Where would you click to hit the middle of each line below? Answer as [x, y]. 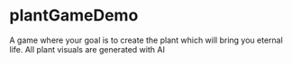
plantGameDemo [74, 16]
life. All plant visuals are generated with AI [87, 49]
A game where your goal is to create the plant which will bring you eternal [146, 40]
